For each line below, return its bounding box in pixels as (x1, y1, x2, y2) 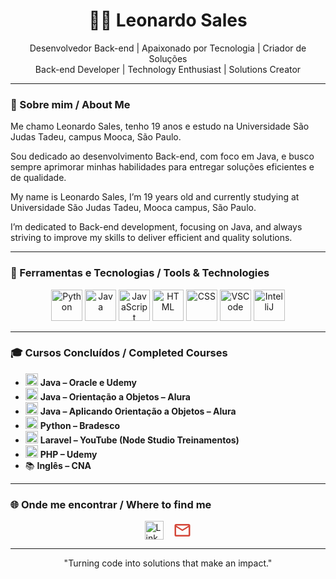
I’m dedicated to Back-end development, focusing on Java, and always (10, 221, 303, 233)
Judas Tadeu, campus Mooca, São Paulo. (10, 131, 182, 143)
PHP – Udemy (39, 448, 98, 460)
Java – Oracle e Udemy (39, 376, 137, 388)
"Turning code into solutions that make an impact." (63, 557, 273, 569)
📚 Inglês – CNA (24, 459, 92, 471)
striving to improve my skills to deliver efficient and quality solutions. (10, 232, 293, 244)
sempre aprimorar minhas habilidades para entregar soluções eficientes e (10, 161, 315, 173)
